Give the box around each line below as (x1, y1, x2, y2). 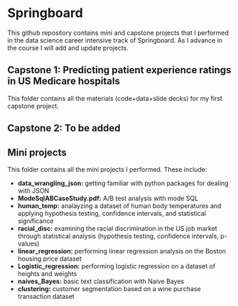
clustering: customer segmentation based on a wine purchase (17, 284, 201, 293)
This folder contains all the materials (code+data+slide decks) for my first (7, 94, 222, 102)
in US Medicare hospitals (7, 75, 121, 87)
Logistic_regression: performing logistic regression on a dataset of (17, 261, 215, 271)
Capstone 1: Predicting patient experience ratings (7, 64, 232, 76)
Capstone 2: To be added (7, 122, 121, 134)
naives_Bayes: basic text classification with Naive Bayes (17, 277, 185, 285)
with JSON (17, 186, 50, 195)
